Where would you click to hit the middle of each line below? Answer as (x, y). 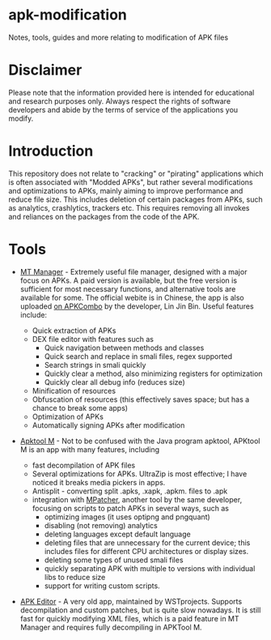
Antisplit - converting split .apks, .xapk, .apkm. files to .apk (130, 491)
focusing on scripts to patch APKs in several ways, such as (130, 508)
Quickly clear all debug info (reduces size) (114, 382)
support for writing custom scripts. (102, 586)
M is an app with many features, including (90, 449)
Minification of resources (74, 390)
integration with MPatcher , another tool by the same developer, (137, 499)
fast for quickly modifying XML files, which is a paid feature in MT (130, 618)
